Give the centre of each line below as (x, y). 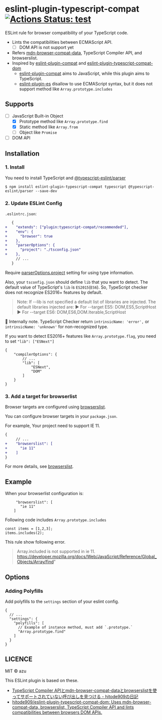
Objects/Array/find (35, 562)
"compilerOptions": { (35, 354)
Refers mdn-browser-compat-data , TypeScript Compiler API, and (77, 53)
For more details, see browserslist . (39, 466)
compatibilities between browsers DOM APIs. (57, 712)
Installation (22, 153)
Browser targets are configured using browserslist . (56, 407)
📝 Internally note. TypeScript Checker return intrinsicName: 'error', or (77, 321)
